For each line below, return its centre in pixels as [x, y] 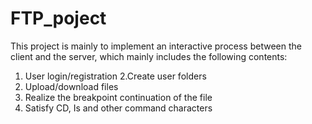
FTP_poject [58, 18]
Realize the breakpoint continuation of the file [118, 97]
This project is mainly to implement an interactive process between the [156, 46]
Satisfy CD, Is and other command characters [118, 108]
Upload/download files [71, 86]
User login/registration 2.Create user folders [115, 76]
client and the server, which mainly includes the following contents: [149, 56]
